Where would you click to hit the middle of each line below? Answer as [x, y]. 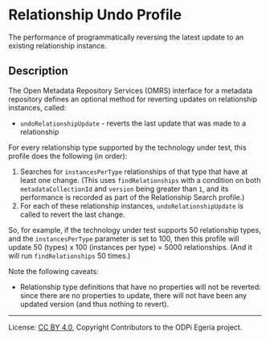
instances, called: [37, 107]
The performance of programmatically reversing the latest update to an [126, 37]
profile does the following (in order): [68, 155]
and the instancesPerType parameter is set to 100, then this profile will [124, 238]
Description [38, 71]
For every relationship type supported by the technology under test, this [127, 147]
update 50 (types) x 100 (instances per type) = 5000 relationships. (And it [131, 247]
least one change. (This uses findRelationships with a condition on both [140, 180]
